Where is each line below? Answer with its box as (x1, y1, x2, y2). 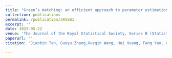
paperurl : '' (5, 36, 33, 41)
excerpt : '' (5, 21, 31, 27)
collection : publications (5, 12, 60, 17)
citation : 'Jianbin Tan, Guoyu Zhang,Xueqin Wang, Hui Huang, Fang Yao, (5, 41, 164, 46)
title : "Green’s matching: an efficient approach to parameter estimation (5, 7, 168, 13)
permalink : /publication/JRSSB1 (5, 17, 74, 22)
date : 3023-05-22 (5, 26, 42, 32)
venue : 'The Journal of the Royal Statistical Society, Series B (5, 31, 147, 36)
